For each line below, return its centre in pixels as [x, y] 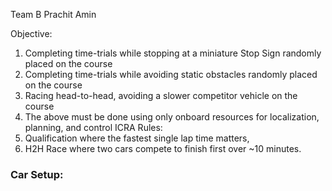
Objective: [31, 33]
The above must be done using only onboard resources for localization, [172, 117]
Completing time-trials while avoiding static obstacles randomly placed [171, 74]
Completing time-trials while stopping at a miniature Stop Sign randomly [173, 53]
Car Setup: [37, 174]
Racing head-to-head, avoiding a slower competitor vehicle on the [161, 95]
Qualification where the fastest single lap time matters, [137, 138]
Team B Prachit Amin [53, 14]
